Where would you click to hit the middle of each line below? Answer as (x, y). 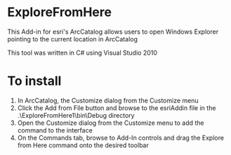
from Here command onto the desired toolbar (83, 145)
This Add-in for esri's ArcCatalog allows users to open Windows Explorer (113, 32)
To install (34, 81)
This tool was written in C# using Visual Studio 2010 (82, 53)
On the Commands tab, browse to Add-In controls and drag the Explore (121, 137)
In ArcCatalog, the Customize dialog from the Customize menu (108, 100)
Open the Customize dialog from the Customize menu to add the (111, 123)
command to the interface (55, 130)
